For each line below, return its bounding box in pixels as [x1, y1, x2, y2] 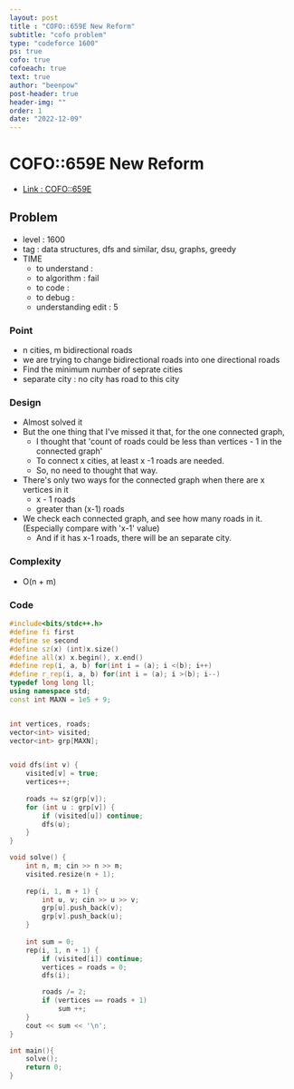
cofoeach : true [9, 64, 67, 74]
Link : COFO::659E [22, 183, 92, 195]
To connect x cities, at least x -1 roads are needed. [35, 456, 224, 466]
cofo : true [9, 55, 51, 64]
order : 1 [9, 106, 43, 115]
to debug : [35, 291, 75, 302]
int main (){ [9, 1045, 54, 1055]
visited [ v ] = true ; [25, 769, 100, 779]
